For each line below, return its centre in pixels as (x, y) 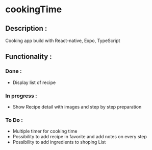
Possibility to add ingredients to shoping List (59, 142)
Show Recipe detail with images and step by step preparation (77, 106)
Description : (26, 28)
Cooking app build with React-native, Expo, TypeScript (63, 40)
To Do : (14, 120)
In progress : (21, 96)
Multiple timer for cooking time (45, 131)
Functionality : (29, 57)
